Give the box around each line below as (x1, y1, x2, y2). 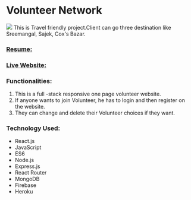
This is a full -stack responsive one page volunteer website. (14, 90, 162, 98)
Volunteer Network (6, 4, 102, 17)
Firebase (14, 182, 37, 189)
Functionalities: (6, 77, 52, 85)
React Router (14, 169, 47, 176)
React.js (14, 138, 35, 145)
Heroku (14, 188, 33, 195)
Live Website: (6, 61, 46, 69)
